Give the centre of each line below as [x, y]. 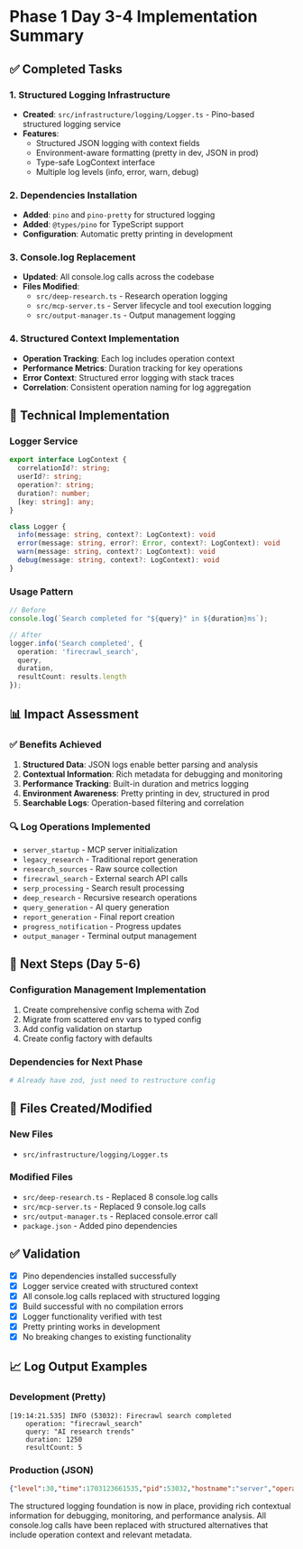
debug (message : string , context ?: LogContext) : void [119, 560]
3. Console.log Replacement [73, 257]
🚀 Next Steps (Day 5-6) [75, 964]
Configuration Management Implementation [108, 990]
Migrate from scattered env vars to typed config [112, 1019]
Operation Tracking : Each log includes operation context [129, 358]
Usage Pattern [41, 591]
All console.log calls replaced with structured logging [121, 1295]
